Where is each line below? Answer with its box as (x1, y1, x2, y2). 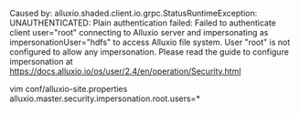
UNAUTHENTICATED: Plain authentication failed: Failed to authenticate (9, 17, 277, 28)
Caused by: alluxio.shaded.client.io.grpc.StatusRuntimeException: (9, 8, 258, 18)
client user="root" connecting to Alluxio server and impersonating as (9, 27, 269, 37)
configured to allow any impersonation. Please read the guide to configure (9, 46, 290, 57)
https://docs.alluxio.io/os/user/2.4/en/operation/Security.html (9, 66, 241, 77)
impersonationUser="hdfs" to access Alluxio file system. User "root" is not (9, 36, 291, 47)
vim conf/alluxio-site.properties (9, 84, 128, 94)
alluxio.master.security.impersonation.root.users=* (9, 93, 201, 104)
